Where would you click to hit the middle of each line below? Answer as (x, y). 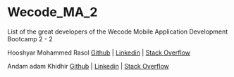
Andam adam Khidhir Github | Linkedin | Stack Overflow (88, 66)
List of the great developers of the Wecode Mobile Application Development (118, 31)
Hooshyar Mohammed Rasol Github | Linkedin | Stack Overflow (99, 52)
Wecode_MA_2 (53, 12)
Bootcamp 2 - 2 (30, 38)
